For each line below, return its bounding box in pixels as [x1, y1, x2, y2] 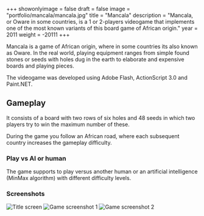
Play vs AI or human [6, 154, 67, 162]
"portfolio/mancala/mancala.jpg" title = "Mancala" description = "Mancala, [6, 12, 194, 19]
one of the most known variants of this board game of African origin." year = [6, 24, 198, 32]
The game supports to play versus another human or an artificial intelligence [6, 168, 198, 175]
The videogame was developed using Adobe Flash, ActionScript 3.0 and [6, 74, 188, 81]
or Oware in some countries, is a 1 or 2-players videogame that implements [6, 18, 195, 25]
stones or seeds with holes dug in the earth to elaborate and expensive [6, 56, 185, 63]
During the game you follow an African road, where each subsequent [6, 132, 180, 139]
